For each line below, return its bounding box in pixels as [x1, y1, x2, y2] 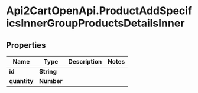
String [39, 68, 57, 75]
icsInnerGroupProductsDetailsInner [6, 16, 185, 30]
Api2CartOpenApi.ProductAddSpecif [6, 4, 193, 18]
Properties [6, 40, 46, 50]
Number [39, 77, 63, 85]
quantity [9, 77, 34, 85]
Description [68, 58, 102, 65]
